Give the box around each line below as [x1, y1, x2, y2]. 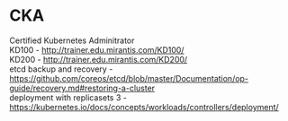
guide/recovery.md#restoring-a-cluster [9, 82, 156, 93]
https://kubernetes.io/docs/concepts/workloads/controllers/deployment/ [9, 101, 279, 112]
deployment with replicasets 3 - [9, 91, 128, 103]
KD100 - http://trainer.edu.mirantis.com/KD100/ [9, 44, 184, 55]
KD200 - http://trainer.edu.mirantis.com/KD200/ [9, 54, 188, 65]
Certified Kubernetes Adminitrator [9, 35, 135, 46]
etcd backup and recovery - [9, 64, 113, 74]
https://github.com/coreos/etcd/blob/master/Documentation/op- [9, 73, 249, 83]
